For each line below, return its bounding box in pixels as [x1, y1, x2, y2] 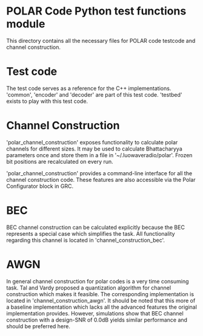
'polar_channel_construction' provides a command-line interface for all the [6, 169, 193, 176]
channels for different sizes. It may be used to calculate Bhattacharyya [6, 145, 183, 152]
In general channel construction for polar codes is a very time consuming [6, 277, 189, 285]
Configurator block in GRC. [6, 183, 74, 190]
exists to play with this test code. [6, 97, 88, 105]
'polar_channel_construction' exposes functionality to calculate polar [6, 138, 178, 146]
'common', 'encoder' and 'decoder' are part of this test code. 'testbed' [6, 91, 183, 98]
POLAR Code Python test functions [6, 4, 187, 18]
